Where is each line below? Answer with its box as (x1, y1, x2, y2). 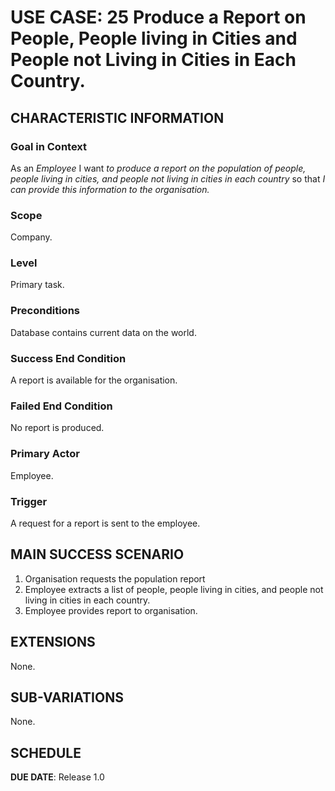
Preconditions (10, 304, 81, 318)
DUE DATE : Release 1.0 (10, 771, 105, 783)
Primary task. (10, 279, 65, 291)
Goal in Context (10, 139, 88, 153)
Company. (10, 231, 53, 243)
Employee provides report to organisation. (24, 604, 198, 616)
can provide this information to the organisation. (10, 183, 210, 195)
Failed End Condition (10, 399, 113, 413)
